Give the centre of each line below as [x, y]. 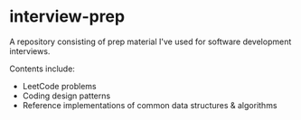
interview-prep [67, 17]
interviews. [30, 51]
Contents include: [42, 69]
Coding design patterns [66, 96]
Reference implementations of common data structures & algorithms [150, 105]
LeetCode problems [59, 86]
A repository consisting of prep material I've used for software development [150, 42]
